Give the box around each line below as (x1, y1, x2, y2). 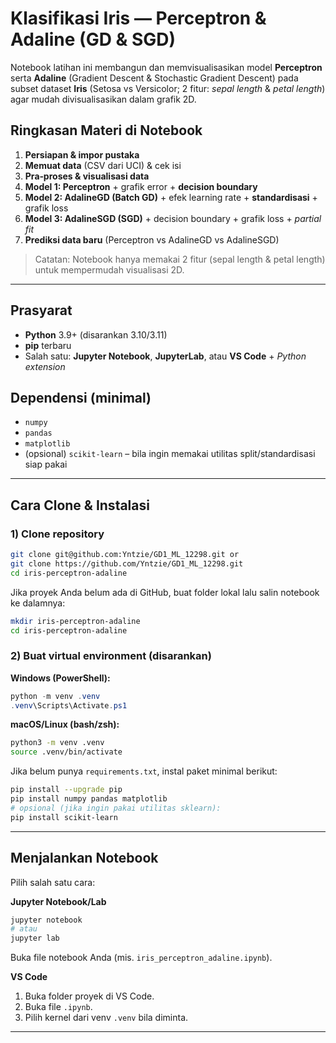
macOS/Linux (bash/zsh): (10, 718, 120, 731)
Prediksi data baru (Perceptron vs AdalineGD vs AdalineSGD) (24, 233, 280, 246)
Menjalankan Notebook (10, 850, 159, 867)
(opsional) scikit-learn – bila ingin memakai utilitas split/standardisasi (24, 448, 316, 460)
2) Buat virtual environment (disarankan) (10, 649, 212, 663)
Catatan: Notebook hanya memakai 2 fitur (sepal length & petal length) (34, 253, 326, 265)
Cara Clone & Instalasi (10, 497, 150, 514)
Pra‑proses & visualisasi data (24, 170, 150, 182)
